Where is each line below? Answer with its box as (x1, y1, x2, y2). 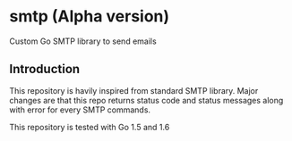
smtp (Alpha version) (9, 6, 170, 27)
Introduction (9, 62, 81, 77)
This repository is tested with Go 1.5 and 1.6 (9, 121, 170, 132)
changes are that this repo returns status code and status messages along (9, 95, 284, 105)
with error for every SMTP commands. (9, 104, 150, 115)
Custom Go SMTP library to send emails (9, 36, 157, 46)
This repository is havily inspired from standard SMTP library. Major (9, 85, 259, 95)
